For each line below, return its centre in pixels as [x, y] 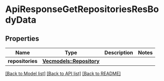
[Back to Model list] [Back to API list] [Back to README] [63, 73]
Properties [22, 38]
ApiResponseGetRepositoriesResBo [82, 9]
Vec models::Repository [71, 61]
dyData [21, 20]
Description [119, 53]
